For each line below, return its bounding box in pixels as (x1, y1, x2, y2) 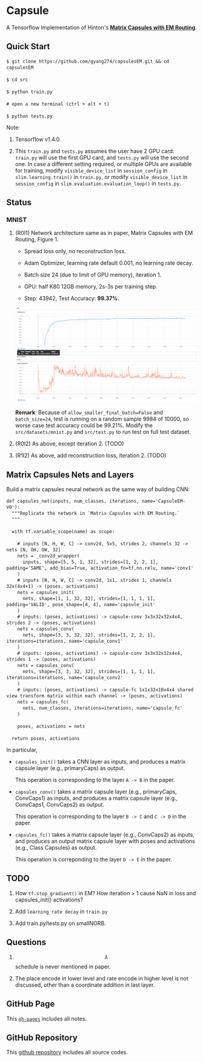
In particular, (6, 746, 38, 753)
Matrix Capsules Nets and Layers (6, 469, 135, 480)
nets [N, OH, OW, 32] (6, 547, 61, 553)
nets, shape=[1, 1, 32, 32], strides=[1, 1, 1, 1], (22, 596, 156, 602)
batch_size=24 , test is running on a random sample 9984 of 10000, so (15, 415, 189, 423)
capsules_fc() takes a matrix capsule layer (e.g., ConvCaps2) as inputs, (15, 831, 195, 839)
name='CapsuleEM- (141, 498, 186, 505)
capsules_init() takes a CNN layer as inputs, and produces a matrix (15, 758, 186, 766)
